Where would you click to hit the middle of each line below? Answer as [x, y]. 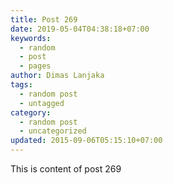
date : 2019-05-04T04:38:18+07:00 [80, 29]
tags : [21, 85]
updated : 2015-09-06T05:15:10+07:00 [86, 141]
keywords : [31, 38]
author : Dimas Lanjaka [57, 76]
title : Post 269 [44, 19]
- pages [35, 66]
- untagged [42, 103]
